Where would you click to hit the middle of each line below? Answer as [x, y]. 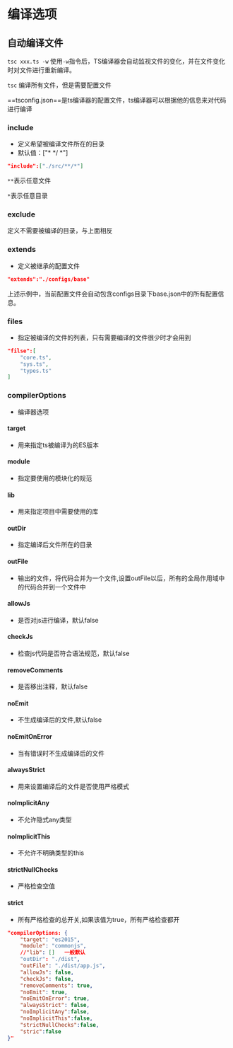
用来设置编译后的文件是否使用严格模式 [73, 786]
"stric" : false [41, 1031]
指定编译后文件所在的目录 [55, 545]
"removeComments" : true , [56, 985]
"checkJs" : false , [47, 979]
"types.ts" [36, 371]
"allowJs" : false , [47, 972]
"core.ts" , [36, 357]
